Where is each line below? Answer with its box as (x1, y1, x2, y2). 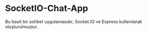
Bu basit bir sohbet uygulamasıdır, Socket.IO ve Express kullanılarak (5, 19, 143, 24)
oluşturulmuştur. (5, 23, 38, 29)
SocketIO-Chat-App (5, 3, 88, 14)
